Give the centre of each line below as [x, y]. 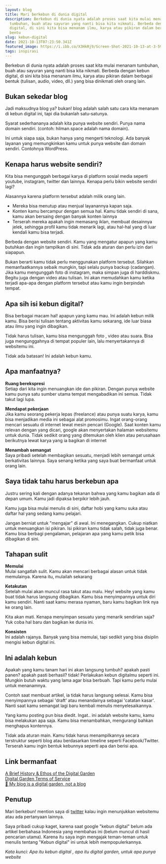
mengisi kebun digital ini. [30, 642]
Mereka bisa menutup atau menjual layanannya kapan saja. [72, 206]
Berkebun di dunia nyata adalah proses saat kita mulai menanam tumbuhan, [82, 65]
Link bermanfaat [31, 761]
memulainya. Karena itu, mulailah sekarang [49, 577]
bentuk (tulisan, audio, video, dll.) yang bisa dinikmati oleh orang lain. [76, 81]
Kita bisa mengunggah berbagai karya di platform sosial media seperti [77, 176]
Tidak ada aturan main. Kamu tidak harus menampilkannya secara [72, 735]
